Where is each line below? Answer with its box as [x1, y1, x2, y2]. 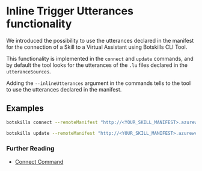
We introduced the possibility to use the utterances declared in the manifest [6, 37, 194, 44]
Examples [6, 104, 44, 114]
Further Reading [6, 145, 55, 153]
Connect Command [14, 158, 64, 165]
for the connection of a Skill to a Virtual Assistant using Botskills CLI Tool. [6, 43, 188, 51]
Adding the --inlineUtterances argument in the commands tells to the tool [6, 79, 191, 87]
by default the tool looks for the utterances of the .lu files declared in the [6, 61, 188, 69]
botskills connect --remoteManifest [6, 119, 98, 125]
